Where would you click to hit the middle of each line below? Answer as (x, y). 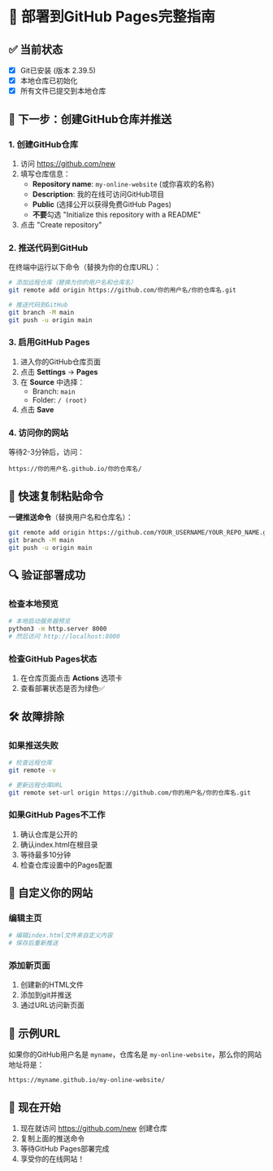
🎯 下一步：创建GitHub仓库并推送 (90, 119)
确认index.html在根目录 (59, 844)
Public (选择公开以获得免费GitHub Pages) (102, 204)
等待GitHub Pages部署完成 (65, 1149)
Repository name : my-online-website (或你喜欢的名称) (123, 183)
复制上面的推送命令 (52, 1138)
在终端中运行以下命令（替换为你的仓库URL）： (85, 267)
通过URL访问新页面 (52, 1005)
